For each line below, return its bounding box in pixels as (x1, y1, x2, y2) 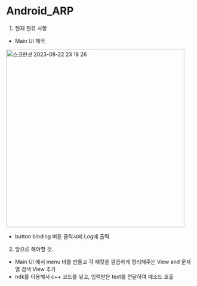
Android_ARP (6, 4, 74, 18)
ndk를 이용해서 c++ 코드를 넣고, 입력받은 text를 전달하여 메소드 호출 (14, 273, 174, 280)
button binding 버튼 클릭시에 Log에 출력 (14, 232, 109, 240)
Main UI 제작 (14, 37, 45, 44)
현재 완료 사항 (14, 24, 47, 32)
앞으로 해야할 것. (14, 245, 54, 253)
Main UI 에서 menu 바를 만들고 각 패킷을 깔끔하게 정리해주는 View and (14, 258, 180, 265)
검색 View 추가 (21, 265, 56, 272)
